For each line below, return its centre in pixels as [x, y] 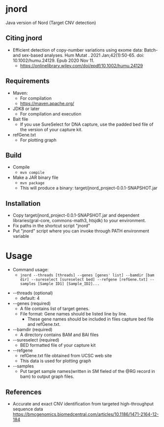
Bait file [20, 119]
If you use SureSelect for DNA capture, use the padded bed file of [87, 124]
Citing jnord [24, 38]
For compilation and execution [51, 114]
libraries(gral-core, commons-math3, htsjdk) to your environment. [79, 221]
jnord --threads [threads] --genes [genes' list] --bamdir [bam [87, 275]
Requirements [27, 81]
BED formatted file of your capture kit [58, 345]
